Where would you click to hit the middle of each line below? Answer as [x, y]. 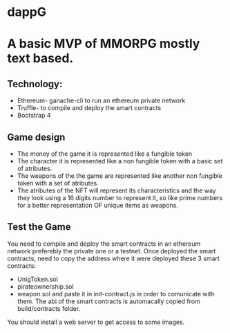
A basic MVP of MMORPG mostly [104, 44]
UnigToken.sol [38, 279]
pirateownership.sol [45, 286]
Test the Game [39, 227]
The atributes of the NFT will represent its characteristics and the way [116, 190]
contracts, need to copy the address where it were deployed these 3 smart [113, 258]
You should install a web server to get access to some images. [96, 322]
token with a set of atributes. [58, 183]
